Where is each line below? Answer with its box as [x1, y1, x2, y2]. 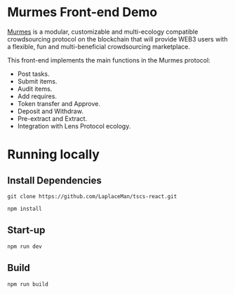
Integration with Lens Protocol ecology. [17, 122, 131, 130]
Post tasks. [17, 70, 50, 78]
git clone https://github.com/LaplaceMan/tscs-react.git [7, 192, 177, 200]
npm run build [7, 280, 49, 288]
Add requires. [17, 92, 58, 100]
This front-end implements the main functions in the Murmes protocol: [7, 55, 210, 64]
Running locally [7, 147, 100, 162]
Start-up [7, 224, 46, 236]
